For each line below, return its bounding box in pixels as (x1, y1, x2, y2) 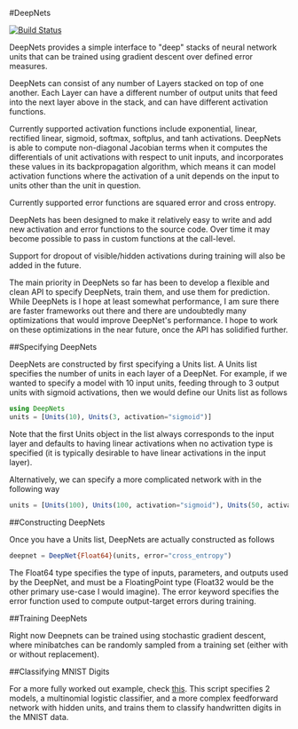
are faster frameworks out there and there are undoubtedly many (9, 305, 247, 316)
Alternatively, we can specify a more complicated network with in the (9, 474, 262, 485)
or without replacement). (9, 648, 100, 660)
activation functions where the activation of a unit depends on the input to (9, 170, 279, 181)
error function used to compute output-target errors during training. (9, 595, 257, 606)
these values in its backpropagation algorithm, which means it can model (9, 162, 277, 171)
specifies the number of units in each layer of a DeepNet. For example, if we (9, 368, 287, 378)
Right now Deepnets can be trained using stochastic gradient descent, (9, 630, 267, 640)
